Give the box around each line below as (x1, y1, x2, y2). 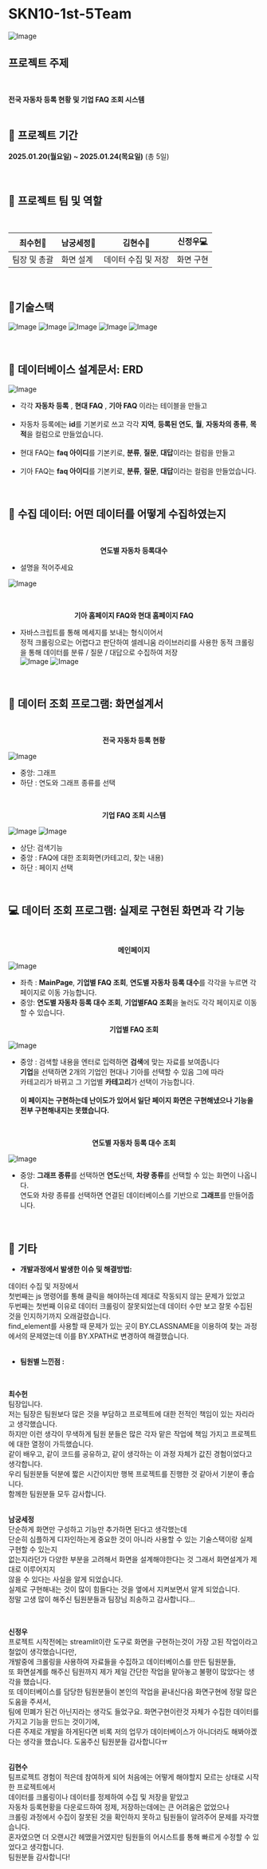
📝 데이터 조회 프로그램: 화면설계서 (8, 697, 164, 711)
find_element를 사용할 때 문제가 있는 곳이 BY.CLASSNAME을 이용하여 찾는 (8, 1322, 243, 1331)
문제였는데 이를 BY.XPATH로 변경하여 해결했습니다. (29, 1331, 189, 1341)
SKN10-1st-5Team (8, 5, 132, 23)
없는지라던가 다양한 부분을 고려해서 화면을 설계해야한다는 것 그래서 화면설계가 (8, 1555, 249, 1565)
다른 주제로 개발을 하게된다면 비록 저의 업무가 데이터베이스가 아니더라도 (8, 1727, 230, 1736)
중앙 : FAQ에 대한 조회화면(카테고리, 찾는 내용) (19, 853, 164, 862)
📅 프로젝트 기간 (8, 129, 78, 142)
